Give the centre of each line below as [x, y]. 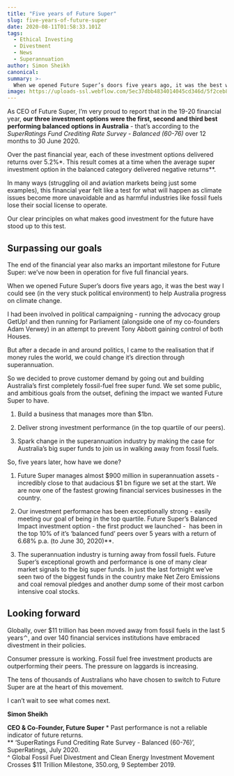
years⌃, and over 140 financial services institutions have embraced [104, 637]
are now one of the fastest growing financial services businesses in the [119, 490]
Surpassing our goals [55, 248]
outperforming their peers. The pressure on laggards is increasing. [103, 666]
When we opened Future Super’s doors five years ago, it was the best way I [116, 285]
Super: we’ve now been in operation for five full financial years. [98, 272]
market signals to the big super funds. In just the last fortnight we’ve [115, 569]
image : [17, 91]
